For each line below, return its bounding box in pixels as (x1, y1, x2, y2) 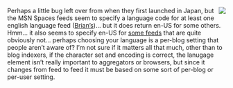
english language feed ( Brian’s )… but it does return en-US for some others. (7, 21, 221, 29)
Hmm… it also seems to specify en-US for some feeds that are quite (7, 28, 202, 37)
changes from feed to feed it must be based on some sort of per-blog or (7, 66, 214, 73)
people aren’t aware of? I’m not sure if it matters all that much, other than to (7, 44, 223, 51)
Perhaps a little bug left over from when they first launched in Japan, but (7, 7, 214, 15)
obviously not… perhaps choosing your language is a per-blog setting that (7, 36, 219, 44)
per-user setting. (7, 73, 55, 81)
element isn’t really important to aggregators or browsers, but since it (7, 58, 205, 66)
